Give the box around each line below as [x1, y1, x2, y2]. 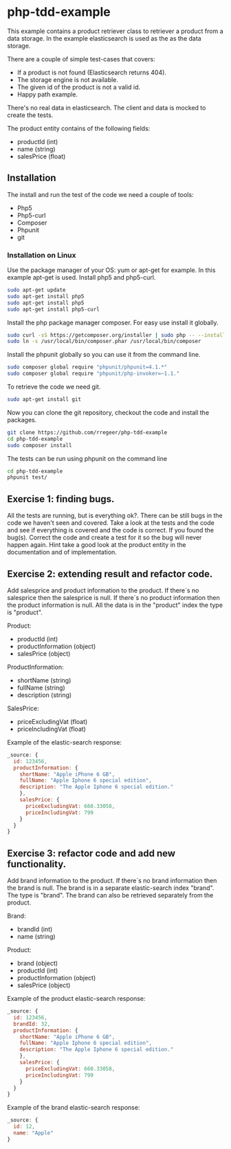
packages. [7, 415, 37, 424]
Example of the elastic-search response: [7, 738, 122, 746]
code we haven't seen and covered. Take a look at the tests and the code [7, 519, 215, 527]
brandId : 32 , [13, 1020, 51, 1027]
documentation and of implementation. [7, 548, 117, 557]
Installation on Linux [7, 250, 77, 260]
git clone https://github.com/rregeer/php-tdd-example [7, 428, 168, 436]
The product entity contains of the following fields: [7, 124, 151, 132]
